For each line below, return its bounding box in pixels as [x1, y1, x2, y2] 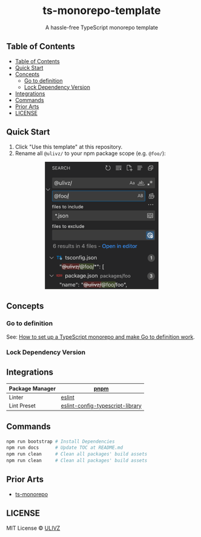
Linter [8, 393, 24, 401]
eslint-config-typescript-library [61, 402, 142, 409]
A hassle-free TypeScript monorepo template [45, 24, 159, 31]
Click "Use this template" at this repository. [15, 143, 123, 150]
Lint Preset [8, 402, 36, 409]
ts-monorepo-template [42, 4, 161, 18]
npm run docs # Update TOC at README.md [6, 445, 123, 451]
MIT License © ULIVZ [6, 524, 61, 532]
